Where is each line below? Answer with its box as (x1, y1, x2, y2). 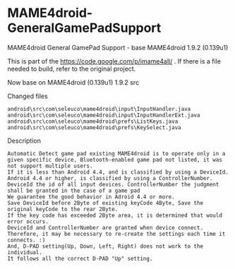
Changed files (7, 92, 48, 100)
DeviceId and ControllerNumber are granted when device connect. (7, 224, 203, 231)
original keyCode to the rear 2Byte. (7, 205, 119, 213)
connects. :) (7, 237, 46, 244)
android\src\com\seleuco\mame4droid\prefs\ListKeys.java (7, 118, 179, 125)
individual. (7, 249, 42, 256)
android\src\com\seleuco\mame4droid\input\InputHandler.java (7, 105, 191, 112)
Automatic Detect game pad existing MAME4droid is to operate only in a (7, 150, 226, 157)
